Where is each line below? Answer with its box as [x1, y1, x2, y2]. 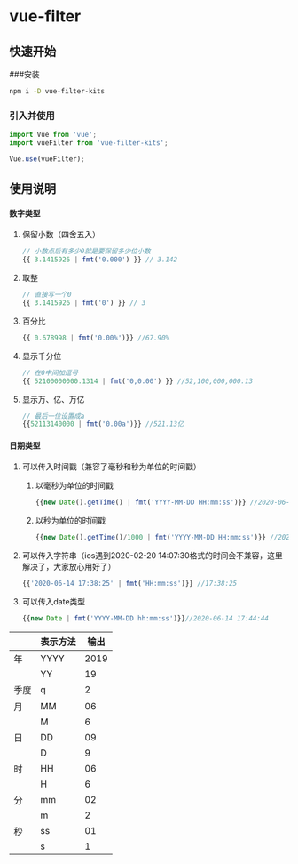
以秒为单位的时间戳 [35, 516, 106, 526]
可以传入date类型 [21, 596, 86, 607]
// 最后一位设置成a [21, 412, 85, 420]
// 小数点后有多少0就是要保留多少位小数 [21, 247, 151, 256]
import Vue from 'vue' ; [9, 131, 98, 140]
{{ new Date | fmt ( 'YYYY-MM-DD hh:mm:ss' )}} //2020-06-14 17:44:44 [21, 614, 269, 623]
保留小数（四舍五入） [21, 229, 100, 240]
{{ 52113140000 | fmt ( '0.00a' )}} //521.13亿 [21, 420, 184, 428]
